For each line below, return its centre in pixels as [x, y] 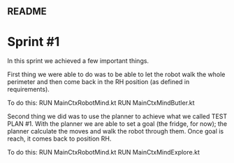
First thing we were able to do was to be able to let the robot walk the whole [116, 75]
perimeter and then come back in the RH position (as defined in [98, 82]
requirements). [29, 90]
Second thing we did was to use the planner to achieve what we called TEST [117, 116]
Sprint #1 [34, 42]
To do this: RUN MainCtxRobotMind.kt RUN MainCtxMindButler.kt [101, 103]
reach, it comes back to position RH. [59, 139]
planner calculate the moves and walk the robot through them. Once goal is [116, 132]
